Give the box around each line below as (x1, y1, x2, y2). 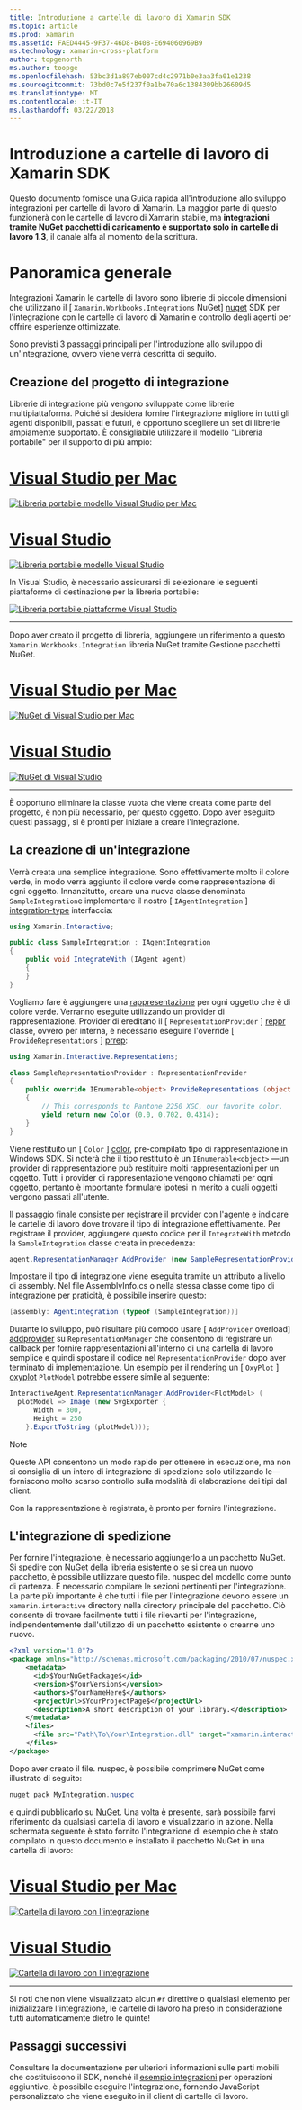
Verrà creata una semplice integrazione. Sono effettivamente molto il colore (9, 866, 289, 877)
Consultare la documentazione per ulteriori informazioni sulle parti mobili (9, 2062, 280, 2073)
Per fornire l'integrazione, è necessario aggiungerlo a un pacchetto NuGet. (9, 1553, 286, 1563)
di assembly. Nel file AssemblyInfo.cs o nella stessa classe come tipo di (9, 1281, 275, 1291)
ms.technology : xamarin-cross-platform (9, 47, 159, 56)
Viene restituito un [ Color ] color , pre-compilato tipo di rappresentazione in (9, 1143, 289, 1154)
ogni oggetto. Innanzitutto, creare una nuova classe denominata (9, 885, 246, 896)
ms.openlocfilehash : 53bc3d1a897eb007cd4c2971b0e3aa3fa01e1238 (9, 72, 252, 81)
